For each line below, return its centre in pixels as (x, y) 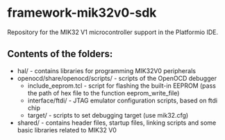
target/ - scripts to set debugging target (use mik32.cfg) (108, 115)
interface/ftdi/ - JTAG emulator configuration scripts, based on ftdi (122, 100)
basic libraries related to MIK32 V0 (67, 130)
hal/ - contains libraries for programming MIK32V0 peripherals (107, 70)
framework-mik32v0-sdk (82, 13)
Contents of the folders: (60, 54)
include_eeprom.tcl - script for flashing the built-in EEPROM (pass (122, 86)
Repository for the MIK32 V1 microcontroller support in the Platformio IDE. (113, 32)
